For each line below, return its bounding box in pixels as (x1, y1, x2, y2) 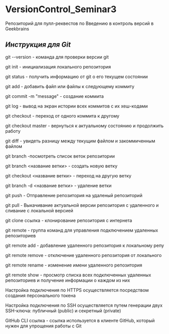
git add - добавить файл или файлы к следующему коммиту (5, 83, 135, 89)
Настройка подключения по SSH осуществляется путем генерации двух (5, 302, 163, 308)
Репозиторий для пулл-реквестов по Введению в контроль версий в (5, 20, 154, 26)
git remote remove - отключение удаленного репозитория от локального (5, 252, 162, 258)
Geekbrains (5, 25, 29, 31)
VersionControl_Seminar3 (5, 4, 117, 15)
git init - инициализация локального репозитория (5, 63, 111, 69)
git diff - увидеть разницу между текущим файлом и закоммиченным (5, 138, 155, 144)
